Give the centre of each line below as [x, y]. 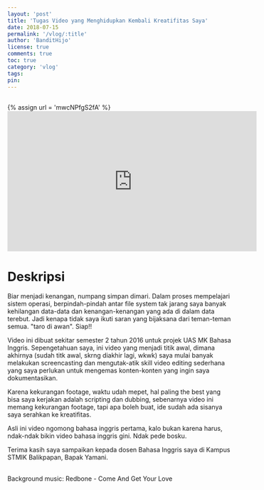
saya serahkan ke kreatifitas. [49, 415]
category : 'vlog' [33, 67]
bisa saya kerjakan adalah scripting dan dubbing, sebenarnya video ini [110, 400]
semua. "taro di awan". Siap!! [50, 327]
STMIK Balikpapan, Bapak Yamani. [58, 457]
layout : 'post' [30, 14]
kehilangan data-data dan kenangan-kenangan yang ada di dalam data [111, 311]
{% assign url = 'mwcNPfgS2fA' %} [59, 108]
